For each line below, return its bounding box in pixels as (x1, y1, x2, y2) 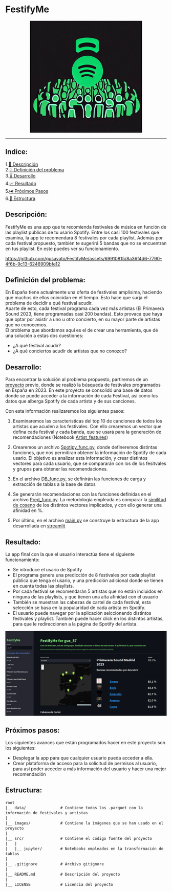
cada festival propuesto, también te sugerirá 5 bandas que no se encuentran (5, 240, 167, 246)
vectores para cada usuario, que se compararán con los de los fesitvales (12, 460, 166, 466)
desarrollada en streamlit (12, 523, 66, 529)
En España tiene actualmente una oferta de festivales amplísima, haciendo (5, 289, 162, 295)
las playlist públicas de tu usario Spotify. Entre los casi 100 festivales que (5, 229, 160, 235)
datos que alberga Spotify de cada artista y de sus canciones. (5, 398, 136, 405)
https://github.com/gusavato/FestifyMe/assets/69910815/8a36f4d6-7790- (5, 255, 162, 261)
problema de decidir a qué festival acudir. (5, 300, 93, 306)
